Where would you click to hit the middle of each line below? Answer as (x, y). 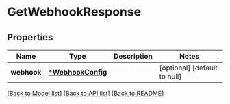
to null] (170, 76)
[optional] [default (188, 68)
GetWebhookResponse (74, 12)
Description (133, 56)
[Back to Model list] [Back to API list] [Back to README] (86, 93)
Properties (30, 37)
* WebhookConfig (77, 72)
